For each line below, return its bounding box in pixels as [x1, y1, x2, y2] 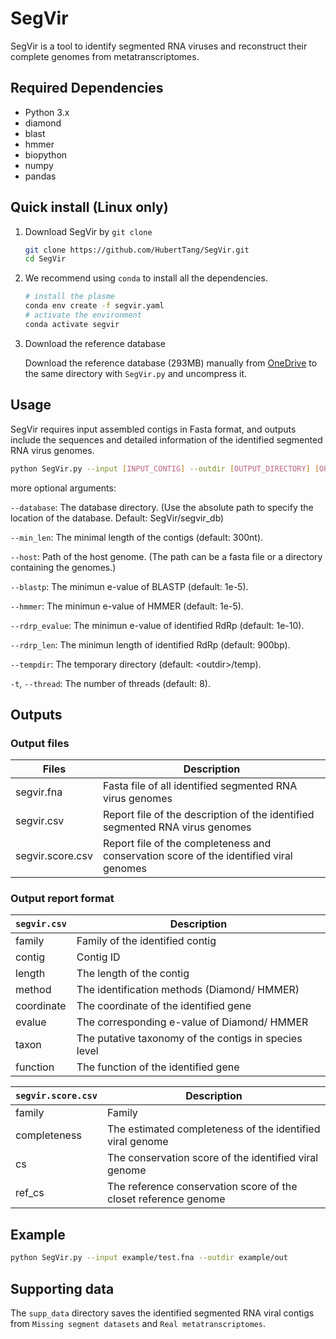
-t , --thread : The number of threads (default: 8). [10, 677, 211, 689]
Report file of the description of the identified [102, 808, 315, 822]
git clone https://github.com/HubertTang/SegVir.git [24, 245, 250, 255]
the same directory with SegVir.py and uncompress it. [24, 367, 248, 379]
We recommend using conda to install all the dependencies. [24, 272, 268, 284]
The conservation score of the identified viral [106, 1151, 319, 1165]
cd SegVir [24, 254, 67, 264]
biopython [24, 148, 68, 161]
